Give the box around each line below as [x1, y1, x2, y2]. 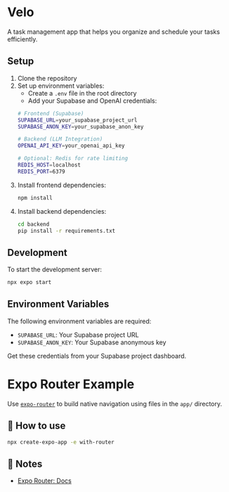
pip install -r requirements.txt [17, 227, 116, 234]
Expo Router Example [7, 377, 135, 392]
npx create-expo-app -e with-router [7, 439, 115, 446]
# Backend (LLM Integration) [17, 136, 103, 143]
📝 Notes [7, 458, 43, 470]
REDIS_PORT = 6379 [17, 168, 65, 175]
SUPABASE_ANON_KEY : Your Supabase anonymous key [17, 338, 166, 347]
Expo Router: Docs [17, 477, 72, 485]
